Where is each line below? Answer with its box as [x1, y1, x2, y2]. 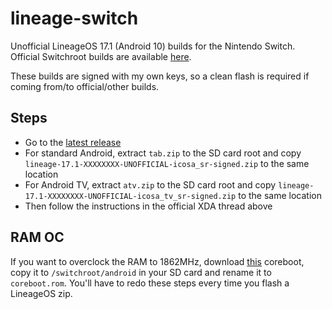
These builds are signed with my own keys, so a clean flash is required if [10, 70, 310, 82]
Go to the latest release [24, 136, 122, 148]
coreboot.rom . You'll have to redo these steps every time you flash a [10, 277, 290, 289]
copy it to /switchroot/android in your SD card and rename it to [10, 266, 272, 278]
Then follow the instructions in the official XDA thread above [24, 200, 273, 212]
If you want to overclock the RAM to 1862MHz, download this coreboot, [10, 255, 305, 267]
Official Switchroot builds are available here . [10, 50, 192, 62]
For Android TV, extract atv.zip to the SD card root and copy [24, 178, 277, 191]
